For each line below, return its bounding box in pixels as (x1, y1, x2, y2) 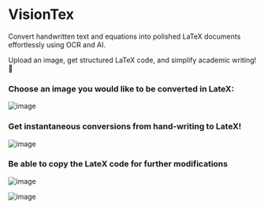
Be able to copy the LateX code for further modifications (8, 159, 229, 170)
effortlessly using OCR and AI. (8, 39, 106, 49)
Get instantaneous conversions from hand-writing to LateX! (8, 121, 242, 132)
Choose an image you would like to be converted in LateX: (8, 83, 235, 94)
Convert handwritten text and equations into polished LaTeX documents (8, 32, 241, 41)
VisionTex (8, 6, 75, 24)
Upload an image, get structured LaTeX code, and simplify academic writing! (8, 55, 257, 65)
